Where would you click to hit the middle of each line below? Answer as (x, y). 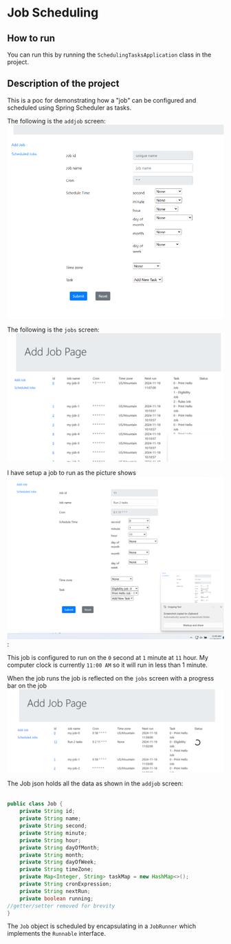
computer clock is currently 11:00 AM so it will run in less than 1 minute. (107, 665)
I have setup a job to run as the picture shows (71, 472)
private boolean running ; (57, 898)
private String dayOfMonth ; (59, 847)
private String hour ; (50, 840)
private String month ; (52, 855)
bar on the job (27, 685)
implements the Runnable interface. (57, 934)
